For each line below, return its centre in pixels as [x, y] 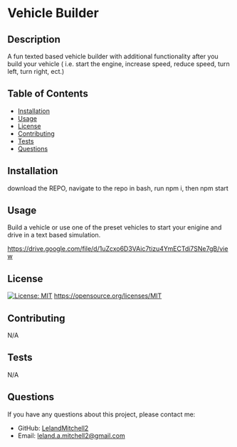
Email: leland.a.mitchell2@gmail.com [72, 436]
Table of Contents [48, 94]
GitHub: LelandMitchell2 [53, 428]
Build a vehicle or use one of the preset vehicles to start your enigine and [115, 227]
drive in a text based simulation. [54, 235]
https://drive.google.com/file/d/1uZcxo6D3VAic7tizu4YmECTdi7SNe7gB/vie [118, 249]
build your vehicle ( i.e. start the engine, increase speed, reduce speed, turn [118, 64]
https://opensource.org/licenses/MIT [108, 296]
